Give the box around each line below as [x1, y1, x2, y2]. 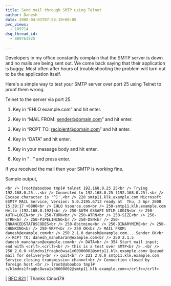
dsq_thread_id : [5, 31, 38, 36]
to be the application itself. [5, 71, 61, 77]
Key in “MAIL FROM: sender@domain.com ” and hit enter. [12, 116, 133, 122]
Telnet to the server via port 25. [5, 96, 72, 103]
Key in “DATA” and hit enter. [12, 136, 71, 142]
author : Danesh [5, 12, 38, 17]
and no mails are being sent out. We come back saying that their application [5, 60, 165, 66]
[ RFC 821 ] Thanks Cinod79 [5, 275, 65, 281]
